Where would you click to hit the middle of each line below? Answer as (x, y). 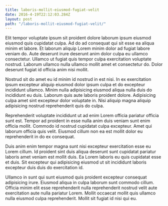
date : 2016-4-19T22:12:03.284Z (38, 14)
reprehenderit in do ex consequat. (40, 137)
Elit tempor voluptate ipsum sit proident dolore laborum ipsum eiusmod (78, 38)
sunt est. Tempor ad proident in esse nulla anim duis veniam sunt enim (78, 121)
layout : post (19, 19)
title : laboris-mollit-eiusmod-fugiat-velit (52, 10)
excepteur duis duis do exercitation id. (44, 168)
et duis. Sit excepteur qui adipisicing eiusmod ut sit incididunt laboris (76, 162)
